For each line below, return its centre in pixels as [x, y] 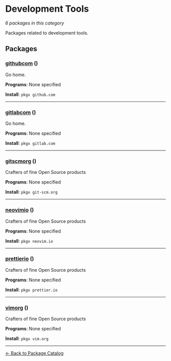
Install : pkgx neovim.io [29, 241]
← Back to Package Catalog [34, 353]
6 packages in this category [35, 23]
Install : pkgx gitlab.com [30, 143]
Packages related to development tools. [47, 33]
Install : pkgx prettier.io [31, 290]
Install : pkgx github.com [30, 94]
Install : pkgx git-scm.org [31, 192]
